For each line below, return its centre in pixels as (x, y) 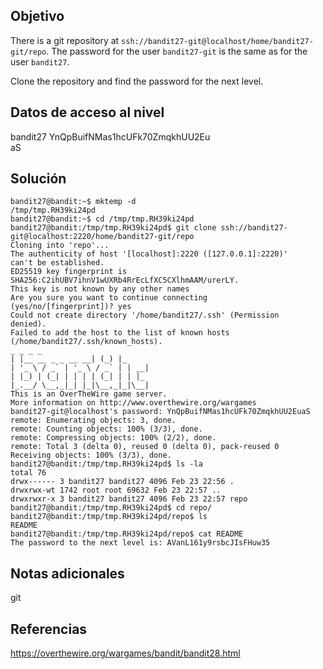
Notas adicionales (67, 573)
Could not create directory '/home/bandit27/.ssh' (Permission (145, 315)
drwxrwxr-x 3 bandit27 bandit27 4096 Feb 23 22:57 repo (129, 499)
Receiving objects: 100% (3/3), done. (91, 455)
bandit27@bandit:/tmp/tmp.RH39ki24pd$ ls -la (106, 464)
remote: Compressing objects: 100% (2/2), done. (113, 438)
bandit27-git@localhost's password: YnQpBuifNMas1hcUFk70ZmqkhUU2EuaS (160, 412)
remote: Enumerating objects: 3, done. (93, 420)
